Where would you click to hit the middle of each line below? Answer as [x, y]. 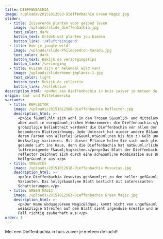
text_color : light [32, 77]
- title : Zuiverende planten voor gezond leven [58, 23]
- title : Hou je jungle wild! [40, 46]
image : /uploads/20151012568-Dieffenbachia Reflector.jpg [73, 109]
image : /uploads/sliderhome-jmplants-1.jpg [58, 73]
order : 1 [14, 218]
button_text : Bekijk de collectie [49, 82]
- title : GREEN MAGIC [31, 190]
